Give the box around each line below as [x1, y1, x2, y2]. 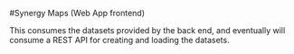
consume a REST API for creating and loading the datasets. [9, 35, 230, 45]
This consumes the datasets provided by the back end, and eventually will [9, 25, 286, 35]
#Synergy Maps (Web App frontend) [9, 8, 146, 18]
